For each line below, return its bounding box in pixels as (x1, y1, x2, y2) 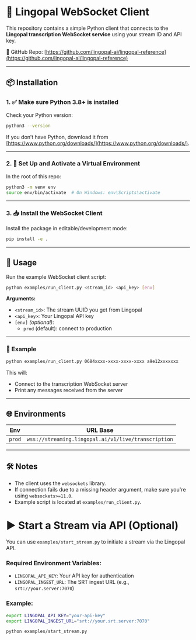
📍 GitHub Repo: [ (6, 48, 47, 55)
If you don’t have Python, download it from (6, 133, 109, 140)
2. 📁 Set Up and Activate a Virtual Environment (6, 160, 140, 168)
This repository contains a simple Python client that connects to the (6, 25, 169, 32)
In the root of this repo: (6, 172, 61, 180)
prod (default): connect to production (23, 325, 113, 332)
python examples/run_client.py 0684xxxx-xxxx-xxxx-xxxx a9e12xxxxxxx (6, 358, 179, 364)
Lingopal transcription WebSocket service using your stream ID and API (6, 30, 182, 37)
